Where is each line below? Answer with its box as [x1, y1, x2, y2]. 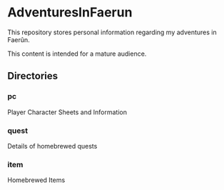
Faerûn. [7, 35, 30, 44]
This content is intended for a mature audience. [7, 49, 147, 58]
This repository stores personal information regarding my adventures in [7, 28, 218, 36]
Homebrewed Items [7, 176, 66, 184]
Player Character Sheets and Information [7, 108, 127, 116]
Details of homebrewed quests [7, 141, 98, 150]
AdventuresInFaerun [7, 4, 133, 21]
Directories [7, 70, 58, 82]
